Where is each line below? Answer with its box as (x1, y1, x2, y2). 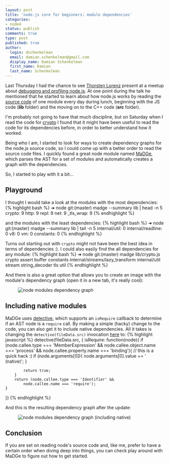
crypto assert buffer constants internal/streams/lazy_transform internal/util (5, 256, 161, 262)
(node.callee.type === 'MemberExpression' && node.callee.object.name (5, 342, 156, 348)
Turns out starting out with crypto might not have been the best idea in (5, 240, 153, 246)
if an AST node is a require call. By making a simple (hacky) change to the (5, 320, 160, 327)
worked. (5, 130, 23, 136)
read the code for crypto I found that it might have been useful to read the (5, 120, 159, 125)
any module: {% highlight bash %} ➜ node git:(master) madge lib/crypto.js (5, 251, 160, 257)
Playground (5, 186, 43, 195)
